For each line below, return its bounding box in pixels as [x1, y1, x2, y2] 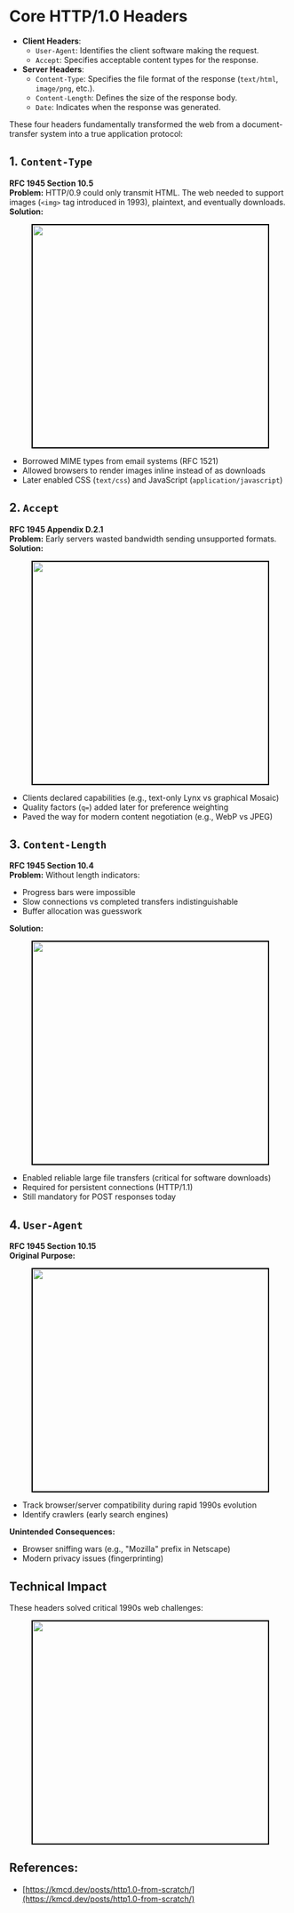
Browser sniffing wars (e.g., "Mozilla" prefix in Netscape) [21, 1544, 231, 1555]
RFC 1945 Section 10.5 [9, 178, 94, 188]
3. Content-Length [9, 836, 107, 852]
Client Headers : [21, 36, 82, 46]
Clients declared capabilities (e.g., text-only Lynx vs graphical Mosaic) [21, 792, 280, 803]
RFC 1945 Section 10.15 [9, 1241, 97, 1252]
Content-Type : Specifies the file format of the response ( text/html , [35, 73, 279, 84]
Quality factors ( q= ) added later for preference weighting [21, 802, 229, 812]
